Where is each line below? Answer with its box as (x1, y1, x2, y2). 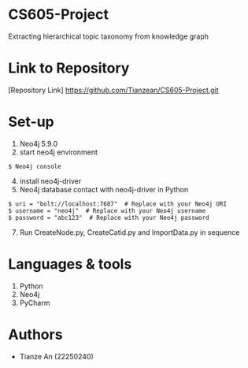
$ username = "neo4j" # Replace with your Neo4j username (8, 206, 206, 214)
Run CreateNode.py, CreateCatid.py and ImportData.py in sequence (19, 227, 240, 237)
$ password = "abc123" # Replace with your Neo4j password (8, 214, 210, 221)
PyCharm (19, 298, 50, 307)
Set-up (8, 113, 54, 131)
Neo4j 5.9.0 (19, 139, 57, 148)
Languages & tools (8, 255, 132, 273)
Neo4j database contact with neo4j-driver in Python (19, 184, 189, 194)
